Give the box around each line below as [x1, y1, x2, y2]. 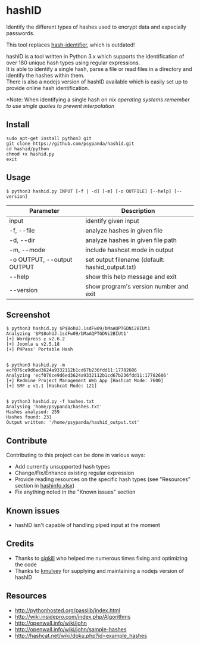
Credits [6, 539, 35, 549]
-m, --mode [9, 246, 46, 254]
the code [14, 561, 37, 568]
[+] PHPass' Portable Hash [6, 346, 73, 352]
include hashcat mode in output [85, 246, 174, 254]
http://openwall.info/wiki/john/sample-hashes [14, 625, 127, 632]
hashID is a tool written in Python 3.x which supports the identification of [6, 52, 185, 60]
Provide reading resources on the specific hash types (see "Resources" [14, 476, 191, 483]
